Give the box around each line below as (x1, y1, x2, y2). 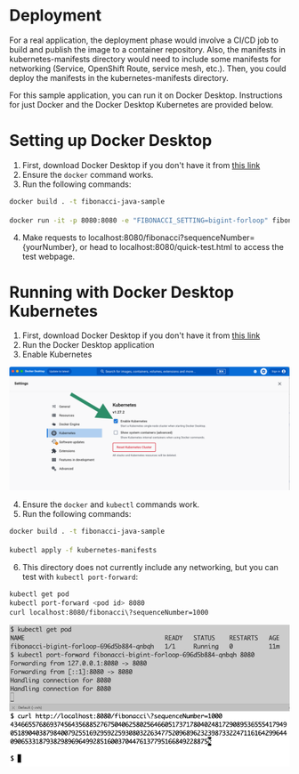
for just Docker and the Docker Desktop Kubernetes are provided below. (9, 99, 274, 109)
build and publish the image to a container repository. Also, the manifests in (9, 44, 287, 54)
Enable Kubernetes (21, 349, 93, 360)
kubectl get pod (9, 589, 69, 599)
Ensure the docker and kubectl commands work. (21, 499, 200, 510)
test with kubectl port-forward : (21, 571, 139, 582)
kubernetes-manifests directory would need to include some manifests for (9, 53, 282, 64)
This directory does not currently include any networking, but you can (21, 561, 279, 572)
